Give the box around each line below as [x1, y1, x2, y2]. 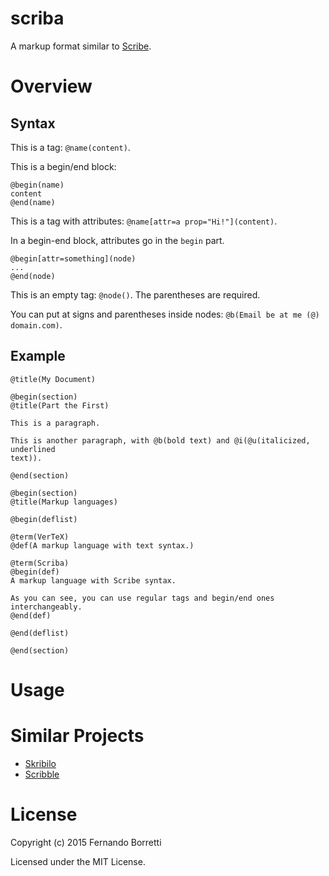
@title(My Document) [10, 374, 97, 384]
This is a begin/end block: [10, 160, 117, 172]
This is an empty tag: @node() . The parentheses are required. [10, 288, 261, 301]
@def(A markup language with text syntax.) [10, 540, 195, 551]
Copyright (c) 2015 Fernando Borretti [10, 836, 162, 848]
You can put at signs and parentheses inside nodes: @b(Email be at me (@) [10, 308, 320, 320]
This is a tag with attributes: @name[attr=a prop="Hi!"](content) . [10, 215, 278, 227]
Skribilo [24, 757, 57, 769]
